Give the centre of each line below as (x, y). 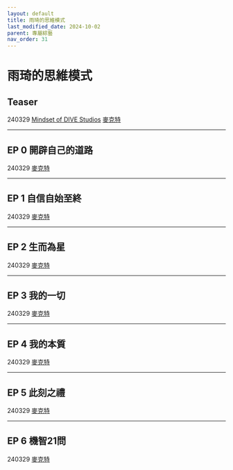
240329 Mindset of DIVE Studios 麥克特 (64, 119)
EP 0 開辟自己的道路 (50, 150)
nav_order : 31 (28, 40)
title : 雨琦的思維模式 (36, 20)
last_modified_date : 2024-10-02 (54, 26)
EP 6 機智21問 (37, 441)
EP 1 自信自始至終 (44, 199)
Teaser (23, 102)
